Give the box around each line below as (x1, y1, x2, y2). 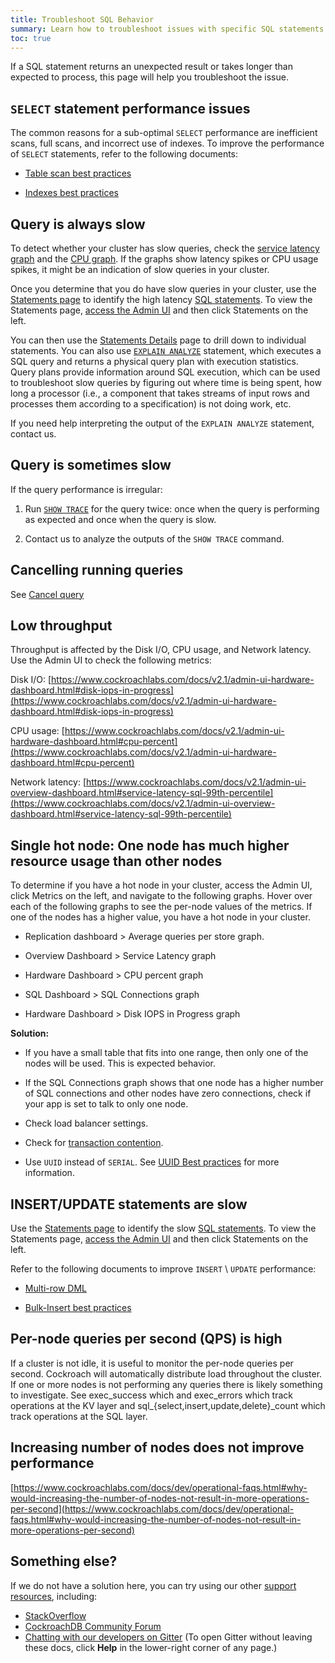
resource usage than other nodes (10, 852, 223, 870)
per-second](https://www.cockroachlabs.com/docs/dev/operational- (10, 1502, 295, 1515)
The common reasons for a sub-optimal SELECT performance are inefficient (10, 127, 318, 139)
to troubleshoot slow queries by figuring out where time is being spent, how (10, 377, 322, 388)
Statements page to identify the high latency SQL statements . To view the (10, 294, 313, 305)
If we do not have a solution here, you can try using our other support (10, 1579, 297, 1591)
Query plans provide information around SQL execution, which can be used (10, 366, 321, 378)
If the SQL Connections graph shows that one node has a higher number (24, 1077, 324, 1089)
